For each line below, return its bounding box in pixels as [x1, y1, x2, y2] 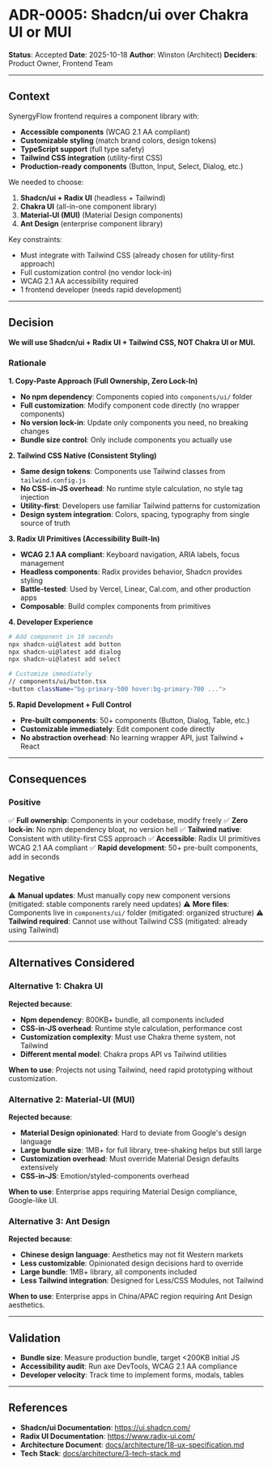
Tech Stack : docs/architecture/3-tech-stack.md [19, 1448, 181, 1458]
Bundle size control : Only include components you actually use [19, 434, 232, 444]
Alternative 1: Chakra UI [8, 981, 104, 992]
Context [8, 89, 50, 103]
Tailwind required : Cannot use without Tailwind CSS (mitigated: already [8, 916, 249, 926]
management [19, 558, 65, 567]
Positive [8, 797, 41, 808]
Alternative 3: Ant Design [8, 1215, 111, 1227]
